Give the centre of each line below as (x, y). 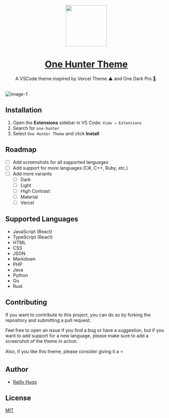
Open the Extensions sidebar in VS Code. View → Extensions (77, 122)
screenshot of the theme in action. (42, 341)
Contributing (26, 303)
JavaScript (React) (32, 231)
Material (29, 197)
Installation (24, 110)
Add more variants (32, 174)
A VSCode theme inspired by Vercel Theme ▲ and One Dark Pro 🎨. (86, 78)
